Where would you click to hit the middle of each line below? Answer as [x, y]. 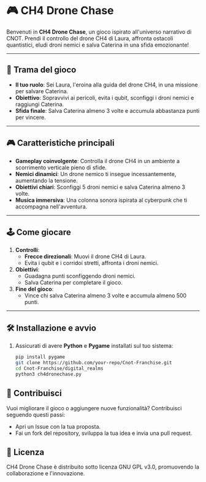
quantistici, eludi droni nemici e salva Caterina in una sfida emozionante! [97, 45]
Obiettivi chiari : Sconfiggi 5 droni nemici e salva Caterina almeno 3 [100, 187]
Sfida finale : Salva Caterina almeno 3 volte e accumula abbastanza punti [107, 110]
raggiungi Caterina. [40, 104]
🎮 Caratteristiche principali [60, 143]
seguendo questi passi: [36, 415]
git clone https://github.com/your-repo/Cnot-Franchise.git [93, 363]
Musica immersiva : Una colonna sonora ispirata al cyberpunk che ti [101, 200]
